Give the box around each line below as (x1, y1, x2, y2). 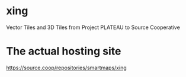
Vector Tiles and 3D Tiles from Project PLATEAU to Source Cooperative (6, 24, 181, 31)
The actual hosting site (6, 44, 121, 58)
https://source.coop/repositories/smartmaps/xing (6, 64, 127, 71)
